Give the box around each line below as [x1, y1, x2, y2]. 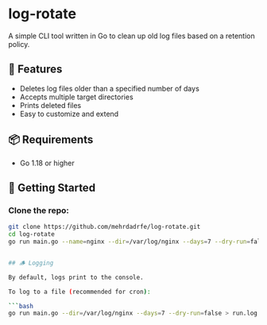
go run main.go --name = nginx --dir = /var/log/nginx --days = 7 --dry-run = [8, 238, 250, 246]
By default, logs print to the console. [8, 273, 145, 281]
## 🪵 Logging [8, 259, 54, 267]
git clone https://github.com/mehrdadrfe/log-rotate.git [8, 223, 201, 231]
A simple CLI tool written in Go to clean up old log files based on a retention [8, 31, 256, 41]
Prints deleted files [19, 100, 82, 110]
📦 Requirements [8, 133, 94, 147]
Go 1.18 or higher [19, 158, 75, 168]
